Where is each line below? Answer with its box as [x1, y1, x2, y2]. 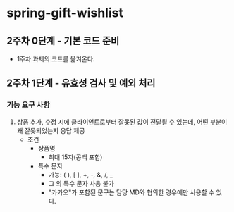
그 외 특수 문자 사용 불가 [48, 179, 114, 187]
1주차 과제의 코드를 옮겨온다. [16, 55, 95, 63]
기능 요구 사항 [6, 100, 51, 110]
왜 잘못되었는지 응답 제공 [16, 126, 85, 135]
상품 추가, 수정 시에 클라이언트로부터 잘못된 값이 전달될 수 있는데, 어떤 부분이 [16, 118, 228, 126]
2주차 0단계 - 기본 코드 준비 [6, 35, 120, 46]
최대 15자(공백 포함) [48, 153, 103, 161]
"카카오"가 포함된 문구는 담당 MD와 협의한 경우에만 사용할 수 [48, 188, 215, 197]
